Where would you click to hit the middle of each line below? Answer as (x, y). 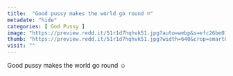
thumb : (17, 39)
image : (17, 33)
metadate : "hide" (32, 20)
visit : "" (21, 46)
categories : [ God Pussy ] (46, 26)
